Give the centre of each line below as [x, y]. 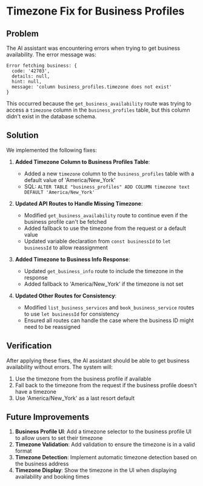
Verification [29, 346]
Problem [23, 34]
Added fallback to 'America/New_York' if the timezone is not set [104, 284]
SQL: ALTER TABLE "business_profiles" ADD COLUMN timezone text [107, 186]
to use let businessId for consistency [72, 314]
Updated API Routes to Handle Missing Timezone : [79, 203]
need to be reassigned [52, 326]
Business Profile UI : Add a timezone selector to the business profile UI [103, 431]
